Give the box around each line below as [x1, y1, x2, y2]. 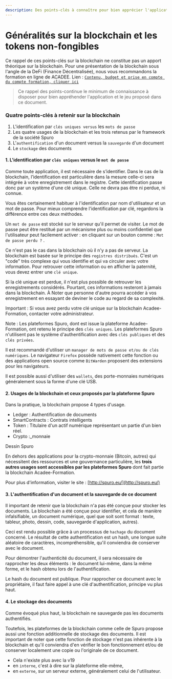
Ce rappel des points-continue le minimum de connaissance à [17, 88, 149, 94]
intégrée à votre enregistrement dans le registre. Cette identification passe [5, 179, 163, 186]
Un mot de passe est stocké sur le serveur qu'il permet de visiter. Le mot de [5, 221, 164, 227]
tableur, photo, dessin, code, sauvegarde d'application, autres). [5, 519, 139, 525]
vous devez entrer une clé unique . [5, 269, 78, 275]
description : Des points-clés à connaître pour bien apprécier [5, 7, 143, 13]
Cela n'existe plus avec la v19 [12, 657, 75, 663]
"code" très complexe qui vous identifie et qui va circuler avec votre [5, 258, 148, 264]
